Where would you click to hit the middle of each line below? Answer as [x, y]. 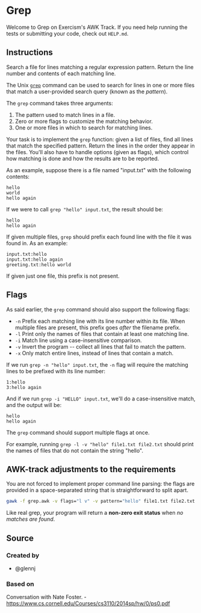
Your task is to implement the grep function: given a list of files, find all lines [100, 139]
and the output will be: [34, 405]
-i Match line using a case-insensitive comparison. [79, 340]
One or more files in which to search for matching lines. [84, 128]
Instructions [29, 53]
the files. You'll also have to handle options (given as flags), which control [97, 152]
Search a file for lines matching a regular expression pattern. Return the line [100, 67]
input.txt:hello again [35, 260]
